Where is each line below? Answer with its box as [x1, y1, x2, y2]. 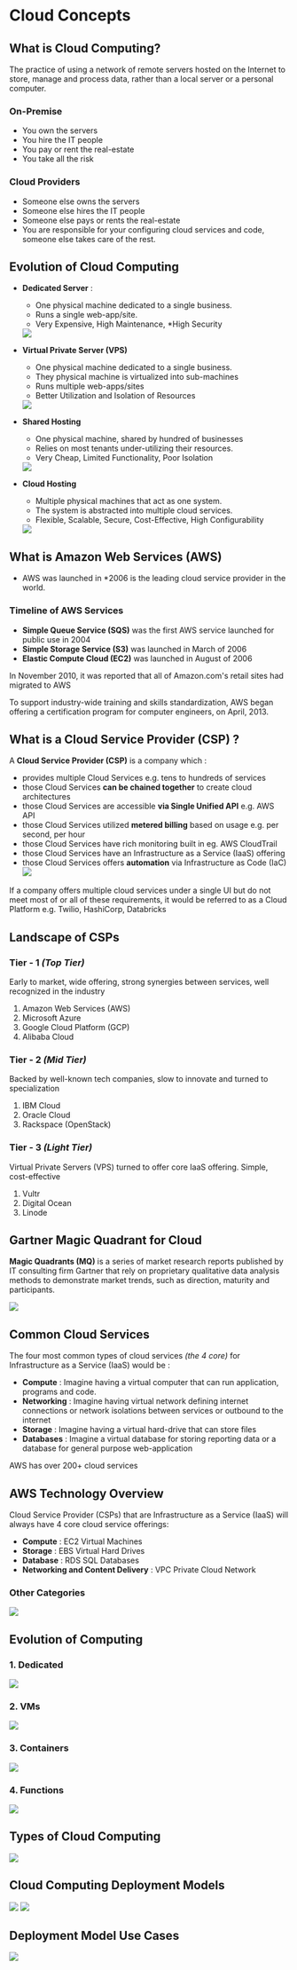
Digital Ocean [21, 1197, 73, 1208]
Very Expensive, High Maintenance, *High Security [35, 319, 223, 329]
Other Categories [9, 1586, 86, 1598]
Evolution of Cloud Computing [9, 259, 180, 274]
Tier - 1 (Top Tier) [9, 956, 85, 968]
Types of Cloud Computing [9, 1829, 161, 1844]
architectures [21, 792, 71, 802]
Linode [21, 1207, 48, 1217]
